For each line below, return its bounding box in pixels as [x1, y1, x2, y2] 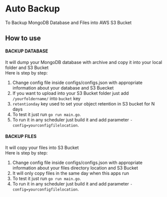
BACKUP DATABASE [5, 48, 48, 54]
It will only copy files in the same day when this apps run [12, 170, 129, 176]
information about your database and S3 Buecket [12, 84, 114, 90]
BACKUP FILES [5, 133, 36, 139]
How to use [5, 34, 41, 42]
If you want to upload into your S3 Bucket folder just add [12, 90, 129, 96]
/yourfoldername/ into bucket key [12, 95, 81, 101]
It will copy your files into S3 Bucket [5, 144, 79, 150]
